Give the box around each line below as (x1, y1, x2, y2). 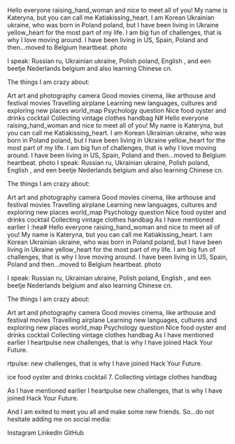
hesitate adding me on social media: (7, 415, 112, 423)
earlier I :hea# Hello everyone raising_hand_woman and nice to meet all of (7, 223, 220, 231)
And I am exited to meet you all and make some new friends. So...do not (7, 408, 215, 416)
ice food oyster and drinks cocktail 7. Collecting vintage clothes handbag (7, 373, 217, 381)
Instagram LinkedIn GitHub (7, 429, 85, 437)
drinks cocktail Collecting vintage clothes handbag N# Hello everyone (7, 114, 208, 122)
